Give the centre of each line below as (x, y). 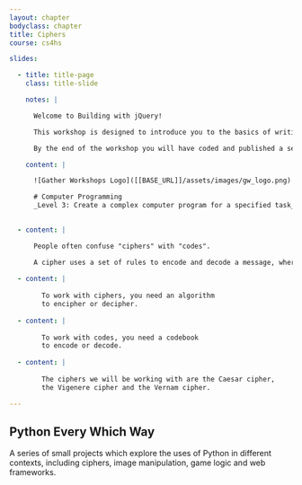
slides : (24, 59)
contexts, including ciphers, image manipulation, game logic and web (138, 463)
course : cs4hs (36, 43)
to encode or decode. (82, 346)
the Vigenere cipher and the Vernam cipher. (126, 387)
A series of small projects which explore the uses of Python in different (141, 454)
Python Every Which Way (82, 432)
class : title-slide (62, 84)
